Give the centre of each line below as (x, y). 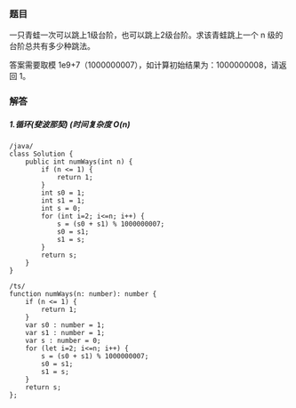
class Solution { (41, 154)
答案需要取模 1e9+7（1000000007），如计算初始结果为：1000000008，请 (144, 65)
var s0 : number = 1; (65, 325)
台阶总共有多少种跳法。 (52, 46)
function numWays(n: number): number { (83, 294)
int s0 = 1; (64, 193)
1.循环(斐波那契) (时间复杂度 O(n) (70, 124)
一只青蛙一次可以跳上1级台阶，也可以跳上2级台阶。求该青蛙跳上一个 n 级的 (146, 35)
